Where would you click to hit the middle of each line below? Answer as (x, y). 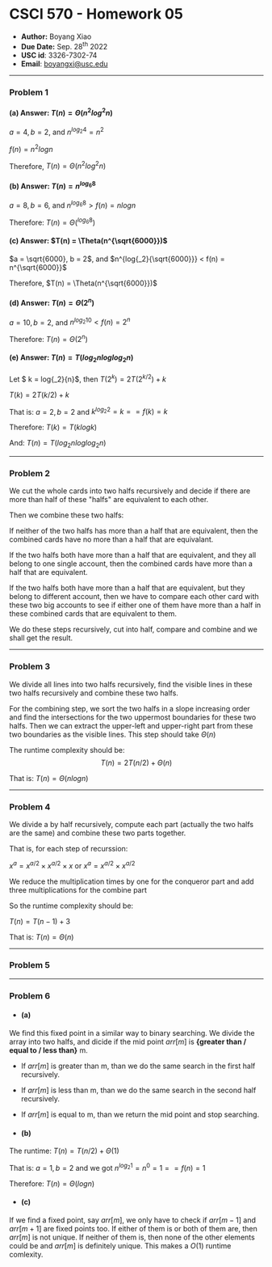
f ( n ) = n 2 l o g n (31, 148)
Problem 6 (30, 995)
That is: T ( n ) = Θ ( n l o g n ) (49, 778)
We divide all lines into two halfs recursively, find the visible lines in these (131, 684)
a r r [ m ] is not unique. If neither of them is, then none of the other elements (132, 1237)
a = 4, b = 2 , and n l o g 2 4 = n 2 (56, 132)
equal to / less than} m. (48, 1050)
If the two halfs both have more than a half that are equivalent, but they (127, 588)
